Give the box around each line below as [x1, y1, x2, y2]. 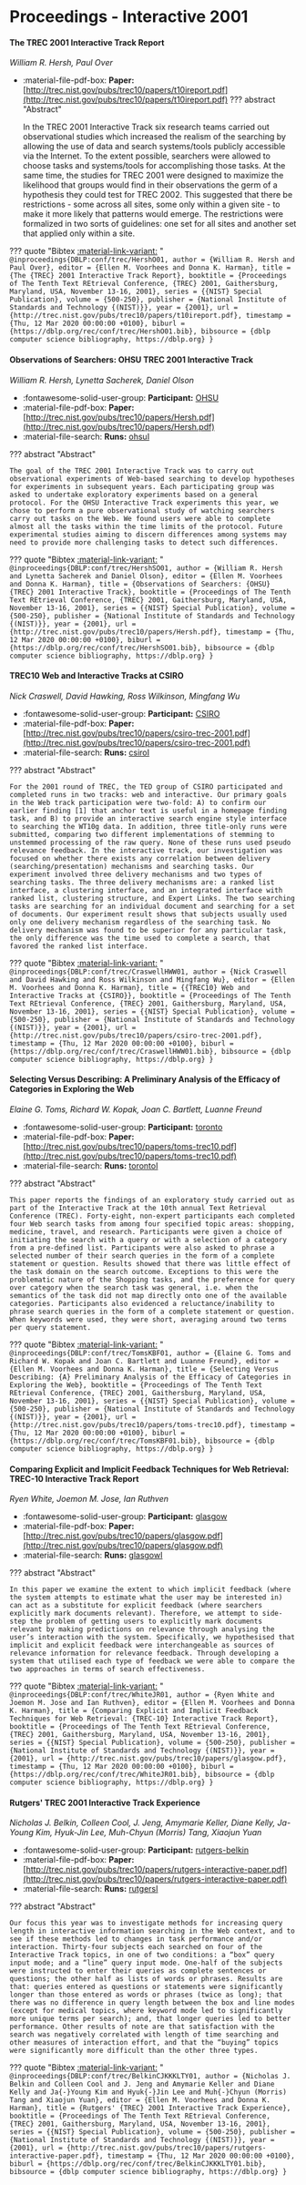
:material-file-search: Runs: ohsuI [22, 431, 150, 442]
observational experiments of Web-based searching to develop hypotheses [9, 474, 296, 484]
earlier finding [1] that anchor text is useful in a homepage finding [9, 806, 287, 815]
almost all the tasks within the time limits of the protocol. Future [9, 522, 283, 531]
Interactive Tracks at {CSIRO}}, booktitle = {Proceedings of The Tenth [9, 991, 291, 1000]
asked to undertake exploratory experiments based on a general [9, 490, 259, 499]
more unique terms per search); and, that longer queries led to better [9, 2015, 291, 2024]
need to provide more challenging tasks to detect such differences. [9, 537, 280, 547]
